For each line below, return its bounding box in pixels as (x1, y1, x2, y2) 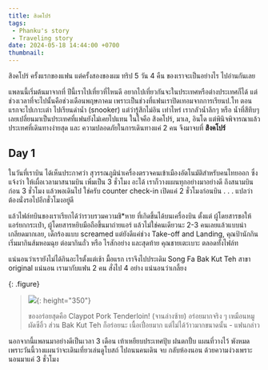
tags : (8, 19, 26, 27)
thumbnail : (8, 49, 45, 57)
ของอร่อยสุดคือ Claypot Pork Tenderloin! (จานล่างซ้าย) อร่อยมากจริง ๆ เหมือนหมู (27, 311, 254, 320)
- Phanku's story (11, 26, 70, 34)
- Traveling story (11, 34, 74, 42)
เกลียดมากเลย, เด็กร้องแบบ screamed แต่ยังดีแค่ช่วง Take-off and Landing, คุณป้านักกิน (8, 229, 258, 239)
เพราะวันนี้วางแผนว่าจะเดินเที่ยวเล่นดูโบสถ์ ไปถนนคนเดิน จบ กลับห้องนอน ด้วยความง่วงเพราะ (8, 345, 253, 355)
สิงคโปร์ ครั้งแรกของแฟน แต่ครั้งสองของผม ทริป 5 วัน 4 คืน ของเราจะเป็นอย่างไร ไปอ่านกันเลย (8, 71, 256, 80)
